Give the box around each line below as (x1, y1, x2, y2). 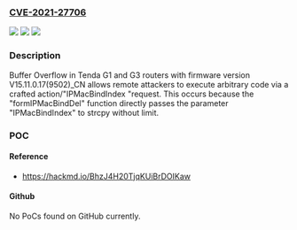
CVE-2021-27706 (9, 6, 87, 19)
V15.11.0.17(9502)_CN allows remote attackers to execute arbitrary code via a (9, 79, 289, 89)
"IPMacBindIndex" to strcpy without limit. (9, 107, 160, 118)
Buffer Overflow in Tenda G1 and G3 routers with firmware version (9, 69, 251, 80)
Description (9, 50, 61, 62)
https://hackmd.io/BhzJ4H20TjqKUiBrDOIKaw (21, 171, 191, 181)
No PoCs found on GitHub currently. (9, 211, 141, 221)
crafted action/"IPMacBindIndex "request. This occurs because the (9, 88, 254, 99)
